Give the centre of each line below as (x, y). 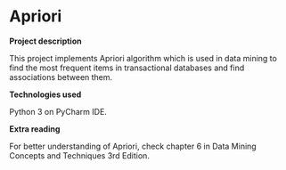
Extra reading (35, 129)
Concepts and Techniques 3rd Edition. (79, 155)
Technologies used (45, 94)
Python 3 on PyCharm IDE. (58, 111)
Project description (45, 41)
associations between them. (61, 77)
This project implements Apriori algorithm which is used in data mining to (143, 58)
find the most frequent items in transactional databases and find (127, 68)
